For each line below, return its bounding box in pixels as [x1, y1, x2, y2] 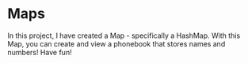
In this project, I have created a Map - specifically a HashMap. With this [7, 31, 241, 40]
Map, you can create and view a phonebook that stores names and [7, 39, 226, 48]
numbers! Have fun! [7, 47, 72, 57]
